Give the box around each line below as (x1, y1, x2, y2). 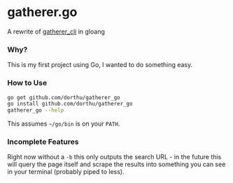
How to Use (7, 78, 48, 88)
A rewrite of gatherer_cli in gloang (7, 27, 105, 36)
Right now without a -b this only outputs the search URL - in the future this (7, 153, 222, 161)
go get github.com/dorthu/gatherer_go (7, 94, 120, 101)
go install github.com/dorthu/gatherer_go (7, 101, 133, 108)
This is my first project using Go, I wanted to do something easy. (7, 61, 193, 69)
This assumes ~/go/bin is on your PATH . (7, 119, 120, 128)
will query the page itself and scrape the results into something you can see (7, 160, 226, 168)
